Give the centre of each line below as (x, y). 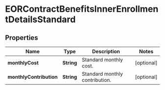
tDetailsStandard (41, 19)
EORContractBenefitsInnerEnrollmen (82, 9)
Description (106, 51)
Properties (22, 38)
